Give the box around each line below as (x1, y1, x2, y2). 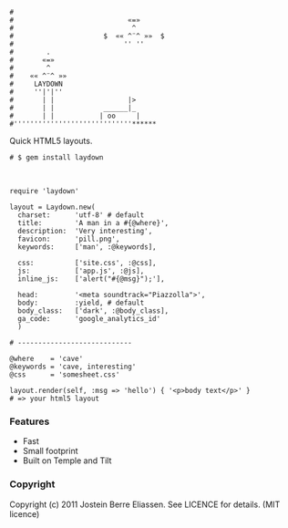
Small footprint (22, 446, 78, 457)
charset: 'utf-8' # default (17, 211, 145, 220)
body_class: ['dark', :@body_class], (17, 306, 170, 316)
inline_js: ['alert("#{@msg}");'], (17, 274, 166, 284)
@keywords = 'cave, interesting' (9, 362, 137, 371)
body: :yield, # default (17, 298, 145, 307)
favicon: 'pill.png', (17, 234, 120, 243)
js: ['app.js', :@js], (17, 266, 145, 275)
